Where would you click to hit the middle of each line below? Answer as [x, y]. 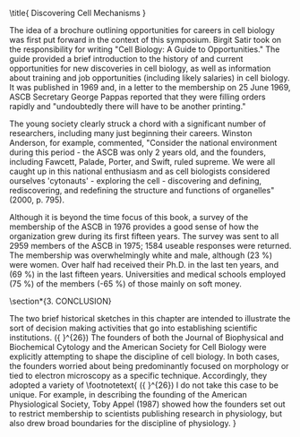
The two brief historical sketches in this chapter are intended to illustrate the [150, 318]
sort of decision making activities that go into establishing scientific [133, 328]
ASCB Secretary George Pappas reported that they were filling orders [137, 97]
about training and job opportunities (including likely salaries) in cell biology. [150, 78]
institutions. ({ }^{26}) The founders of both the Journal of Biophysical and [146, 338]
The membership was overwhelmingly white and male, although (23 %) [141, 255]
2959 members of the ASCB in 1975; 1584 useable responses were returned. [150, 246]
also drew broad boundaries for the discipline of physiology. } [123, 423]
